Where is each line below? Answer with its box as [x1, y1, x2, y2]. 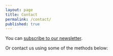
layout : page [5, 7, 33, 13]
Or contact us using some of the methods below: [5, 45, 108, 51]
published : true [5, 21, 40, 27]
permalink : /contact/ [5, 17, 52, 22]
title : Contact [5, 12, 38, 17]
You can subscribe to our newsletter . [5, 35, 83, 41]
